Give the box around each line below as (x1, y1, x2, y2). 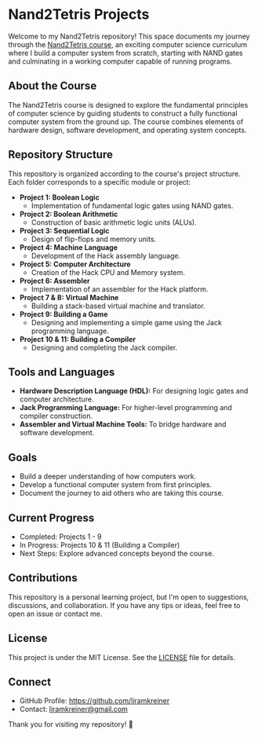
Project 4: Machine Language (19, 242, 118, 252)
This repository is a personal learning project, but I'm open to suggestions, (8, 592, 249, 602)
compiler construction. (19, 411, 93, 421)
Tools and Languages (8, 365, 115, 379)
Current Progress (8, 511, 95, 524)
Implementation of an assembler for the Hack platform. (31, 284, 209, 294)
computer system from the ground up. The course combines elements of (8, 116, 244, 126)
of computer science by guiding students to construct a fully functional (8, 108, 238, 118)
